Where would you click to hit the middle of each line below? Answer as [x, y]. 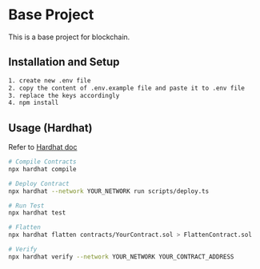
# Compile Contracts [43, 162]
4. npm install [34, 103]
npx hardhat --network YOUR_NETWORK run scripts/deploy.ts [109, 191]
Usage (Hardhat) [51, 128]
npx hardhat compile [43, 169]
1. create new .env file [50, 80]
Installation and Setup [64, 62]
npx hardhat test [37, 213]
